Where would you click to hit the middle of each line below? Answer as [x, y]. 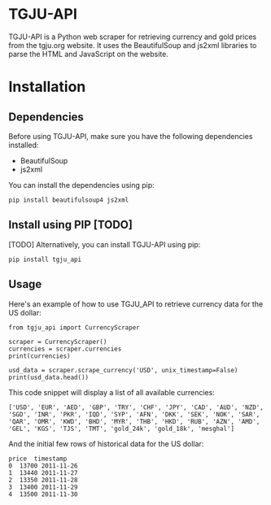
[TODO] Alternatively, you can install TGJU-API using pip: [105, 244]
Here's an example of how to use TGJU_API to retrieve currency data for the [136, 304]
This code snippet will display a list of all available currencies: [112, 392]
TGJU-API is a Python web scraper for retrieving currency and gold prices [133, 37]
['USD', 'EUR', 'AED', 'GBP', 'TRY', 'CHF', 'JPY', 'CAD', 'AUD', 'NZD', [136, 407]
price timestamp [38, 459]
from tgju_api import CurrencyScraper [74, 327]
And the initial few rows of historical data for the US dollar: [106, 443]
